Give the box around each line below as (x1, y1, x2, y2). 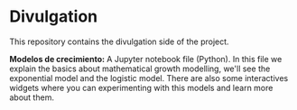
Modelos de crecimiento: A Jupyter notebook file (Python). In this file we (9, 53, 283, 64)
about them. (9, 92, 54, 103)
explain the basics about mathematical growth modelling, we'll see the (9, 63, 271, 74)
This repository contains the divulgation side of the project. (9, 36, 229, 47)
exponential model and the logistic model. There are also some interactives (9, 72, 289, 83)
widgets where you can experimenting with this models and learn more (9, 82, 274, 93)
